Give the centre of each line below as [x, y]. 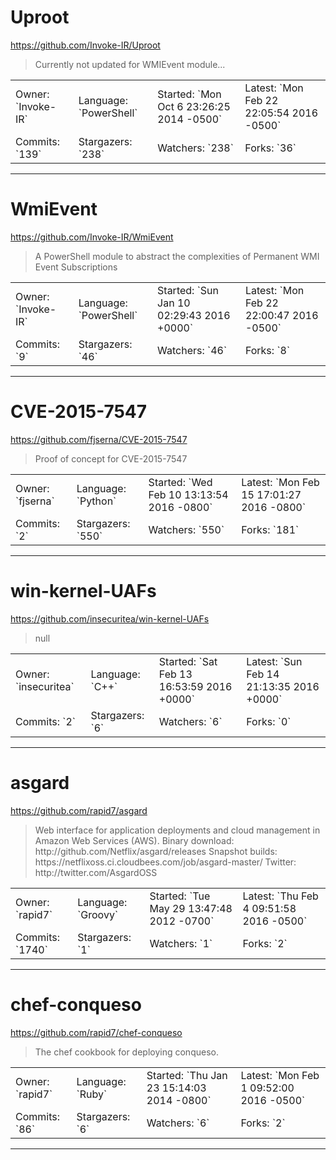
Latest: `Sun [274, 661]
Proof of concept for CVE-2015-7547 [111, 458]
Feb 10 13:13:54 [188, 494]
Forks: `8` [267, 350]
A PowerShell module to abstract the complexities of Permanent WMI [177, 256]
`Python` [96, 501]
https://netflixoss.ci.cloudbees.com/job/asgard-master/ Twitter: [165, 862]
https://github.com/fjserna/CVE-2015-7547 [99, 439]
